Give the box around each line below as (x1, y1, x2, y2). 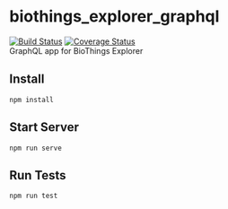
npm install (9, 95, 54, 104)
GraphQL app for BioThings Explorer (9, 45, 144, 56)
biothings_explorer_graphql (9, 6, 220, 27)
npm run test (9, 191, 58, 201)
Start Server (9, 119, 79, 135)
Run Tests (9, 168, 66, 183)
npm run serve (9, 144, 63, 152)
